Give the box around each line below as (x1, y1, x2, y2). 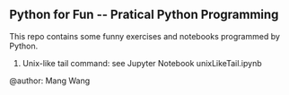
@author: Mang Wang (9, 75, 91, 86)
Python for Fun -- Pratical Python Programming (9, 7, 279, 22)
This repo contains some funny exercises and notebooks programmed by (9, 30, 281, 41)
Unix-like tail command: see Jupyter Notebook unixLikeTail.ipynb (22, 57, 262, 68)
